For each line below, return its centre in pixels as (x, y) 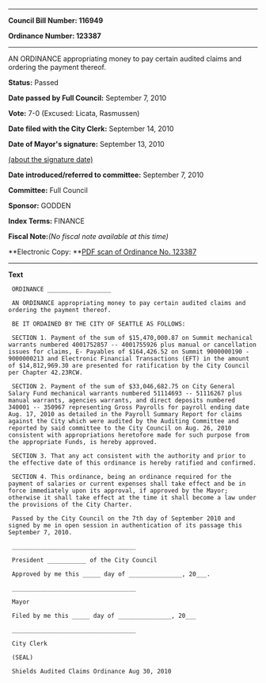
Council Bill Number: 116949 (56, 20)
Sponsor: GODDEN (40, 206)
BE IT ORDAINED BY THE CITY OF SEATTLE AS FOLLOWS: (99, 324)
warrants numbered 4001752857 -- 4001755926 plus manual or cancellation (133, 345)
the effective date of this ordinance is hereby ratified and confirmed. (133, 463)
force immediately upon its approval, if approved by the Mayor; (118, 491)
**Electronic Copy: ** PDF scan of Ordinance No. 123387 (103, 252)
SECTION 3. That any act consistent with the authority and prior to (129, 456)
